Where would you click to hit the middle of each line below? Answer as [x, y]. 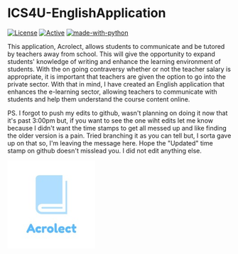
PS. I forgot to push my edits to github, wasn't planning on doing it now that [118, 113]
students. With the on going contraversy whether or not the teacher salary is [119, 69]
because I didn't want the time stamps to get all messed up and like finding [117, 128]
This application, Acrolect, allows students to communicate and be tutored [116, 46]
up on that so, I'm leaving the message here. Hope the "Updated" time [110, 143]
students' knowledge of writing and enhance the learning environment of [114, 61]
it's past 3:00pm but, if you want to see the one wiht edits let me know [110, 120]
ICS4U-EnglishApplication [87, 13]
